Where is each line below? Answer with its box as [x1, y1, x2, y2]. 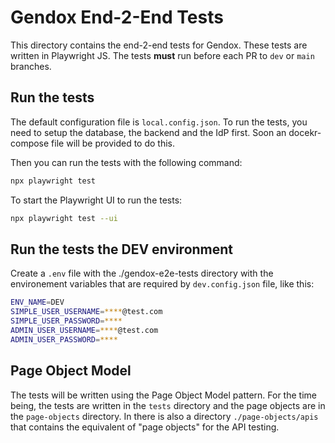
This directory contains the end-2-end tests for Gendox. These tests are [10, 39, 308, 51]
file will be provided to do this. [51, 137, 175, 149]
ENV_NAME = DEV [10, 297, 65, 308]
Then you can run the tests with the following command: [10, 156, 243, 168]
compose [10, 137, 50, 149]
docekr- [288, 126, 322, 138]
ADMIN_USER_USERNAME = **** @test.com [10, 325, 159, 335]
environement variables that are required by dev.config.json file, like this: [10, 278, 315, 290]
